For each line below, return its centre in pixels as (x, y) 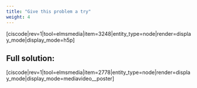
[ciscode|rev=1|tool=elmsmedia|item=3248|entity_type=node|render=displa (98, 33)
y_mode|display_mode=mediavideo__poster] (60, 79)
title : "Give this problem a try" (49, 11)
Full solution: (30, 58)
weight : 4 (18, 17)
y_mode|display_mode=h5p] (41, 40)
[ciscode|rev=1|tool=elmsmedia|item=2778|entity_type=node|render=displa (98, 72)
